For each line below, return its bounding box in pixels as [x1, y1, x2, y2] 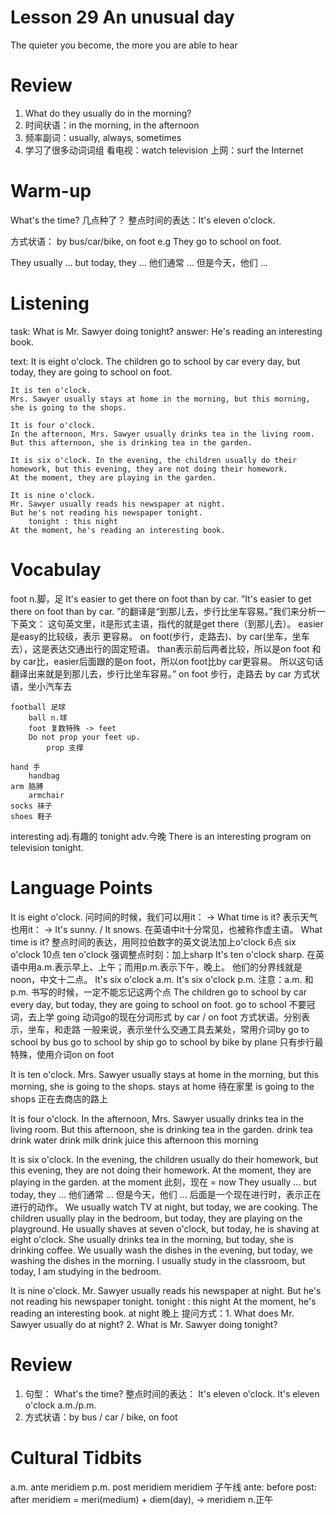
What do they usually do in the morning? [24, 107, 192, 119]
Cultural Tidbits [10, 1446, 143, 1469]
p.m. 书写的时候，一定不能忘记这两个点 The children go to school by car [10, 986, 308, 998]
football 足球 [10, 702, 67, 712]
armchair [28, 790, 65, 800]
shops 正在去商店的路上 [10, 1092, 108, 1105]
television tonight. [10, 841, 84, 853]
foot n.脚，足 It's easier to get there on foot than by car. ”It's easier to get [10, 592, 312, 605]
